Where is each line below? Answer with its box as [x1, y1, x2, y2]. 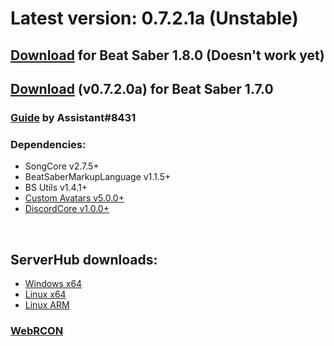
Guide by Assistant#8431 [10, 110, 137, 124]
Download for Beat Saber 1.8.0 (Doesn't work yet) [10, 47, 325, 64]
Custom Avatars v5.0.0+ [24, 192, 125, 204]
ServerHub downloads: [10, 251, 158, 268]
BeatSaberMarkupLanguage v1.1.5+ [24, 171, 172, 183]
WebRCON [10, 323, 64, 337]
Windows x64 [24, 278, 83, 289]
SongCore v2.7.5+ [24, 160, 100, 172]
